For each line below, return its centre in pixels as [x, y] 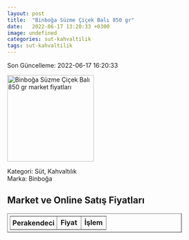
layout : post [26, 13]
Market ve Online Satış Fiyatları [76, 200]
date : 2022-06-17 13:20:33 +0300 [58, 26]
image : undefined [32, 33]
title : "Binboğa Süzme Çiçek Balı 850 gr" [71, 20]
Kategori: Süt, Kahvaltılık [42, 171]
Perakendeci [34, 223]
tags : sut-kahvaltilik [40, 46]
